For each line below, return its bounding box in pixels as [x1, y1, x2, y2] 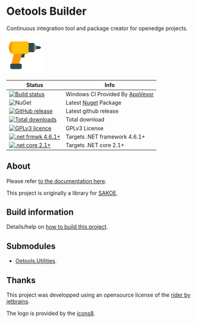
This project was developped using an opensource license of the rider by [6, 291, 191, 298]
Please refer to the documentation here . [6, 177, 107, 184]
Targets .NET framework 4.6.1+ [65, 133, 146, 140]
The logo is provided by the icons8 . [6, 310, 95, 317]
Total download [65, 116, 105, 123]
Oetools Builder [6, 4, 87, 18]
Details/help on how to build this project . [6, 223, 108, 230]
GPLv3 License [65, 124, 104, 132]
